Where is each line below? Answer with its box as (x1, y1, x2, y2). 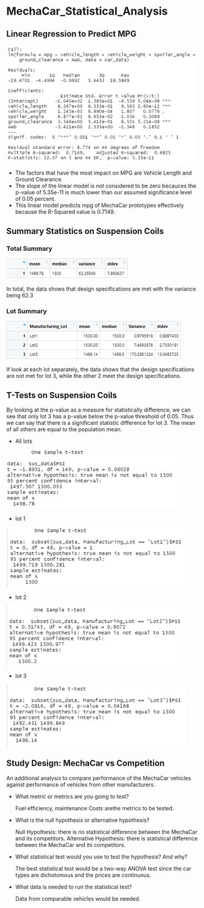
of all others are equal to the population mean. (6, 426, 122, 433)
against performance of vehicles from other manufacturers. (6, 780, 155, 788)
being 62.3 (6, 291, 33, 299)
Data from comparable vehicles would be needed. (15, 895, 141, 902)
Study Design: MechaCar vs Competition (6, 758, 165, 769)
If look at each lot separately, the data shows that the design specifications (6, 366, 195, 373)
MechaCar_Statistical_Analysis (6, 4, 168, 18)
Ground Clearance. (15, 176, 63, 183)
